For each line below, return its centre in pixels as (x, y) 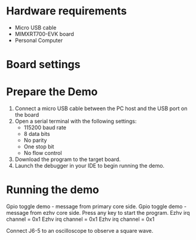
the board (27, 115)
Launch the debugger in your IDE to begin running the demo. (90, 166)
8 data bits (37, 134)
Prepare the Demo (52, 92)
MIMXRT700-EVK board (45, 34)
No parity (35, 140)
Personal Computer (39, 40)
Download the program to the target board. (68, 159)
